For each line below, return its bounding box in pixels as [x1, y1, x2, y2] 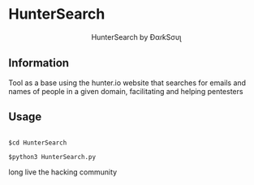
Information [8, 56, 70, 70]
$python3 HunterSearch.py [8, 153, 96, 161]
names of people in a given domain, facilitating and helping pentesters [8, 86, 243, 96]
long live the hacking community [8, 167, 118, 177]
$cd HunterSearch [8, 139, 67, 147]
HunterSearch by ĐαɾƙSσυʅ [91, 32, 182, 41]
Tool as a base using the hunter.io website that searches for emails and [8, 78, 246, 88]
